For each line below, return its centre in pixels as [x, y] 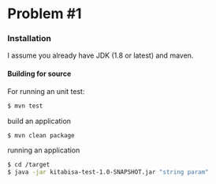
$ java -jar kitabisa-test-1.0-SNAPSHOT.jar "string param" [108, 172]
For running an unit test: [46, 91]
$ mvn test [25, 106]
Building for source [39, 74]
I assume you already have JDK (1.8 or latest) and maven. [101, 55]
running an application [44, 150]
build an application [39, 121]
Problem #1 [45, 14]
